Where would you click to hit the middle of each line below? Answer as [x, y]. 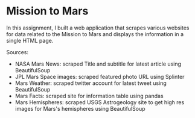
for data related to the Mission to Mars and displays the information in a [95, 34]
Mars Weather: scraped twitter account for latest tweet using [91, 83]
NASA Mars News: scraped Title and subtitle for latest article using [98, 64]
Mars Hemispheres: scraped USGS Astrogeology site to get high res [100, 102]
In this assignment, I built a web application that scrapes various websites [98, 28]
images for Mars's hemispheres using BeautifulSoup [80, 108]
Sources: [18, 52]
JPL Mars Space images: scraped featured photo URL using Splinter [100, 76]
